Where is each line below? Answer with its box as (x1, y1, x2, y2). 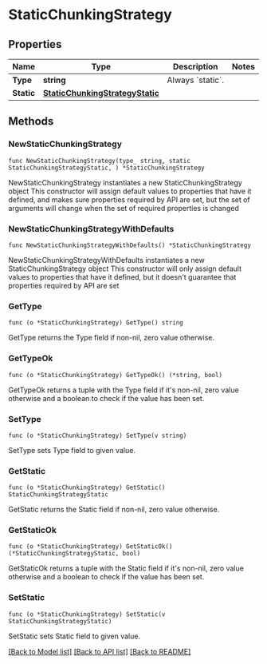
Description (172, 62, 218, 72)
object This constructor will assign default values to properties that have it (8, 186, 252, 196)
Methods (8, 114, 54, 129)
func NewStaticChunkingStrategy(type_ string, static (8, 157, 191, 165)
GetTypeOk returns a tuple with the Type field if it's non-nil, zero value (8, 385, 239, 395)
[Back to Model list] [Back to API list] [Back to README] (8, 646, 191, 656)
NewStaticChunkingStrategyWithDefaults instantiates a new (8, 255, 205, 264)
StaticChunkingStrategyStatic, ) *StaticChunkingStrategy (8, 164, 205, 172)
